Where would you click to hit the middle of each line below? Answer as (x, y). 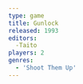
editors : (23, 38)
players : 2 (26, 53)
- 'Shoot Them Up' (46, 68)
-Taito (26, 46)
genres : (21, 61)
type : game (26, 16)
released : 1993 (34, 30)
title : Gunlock (34, 23)
